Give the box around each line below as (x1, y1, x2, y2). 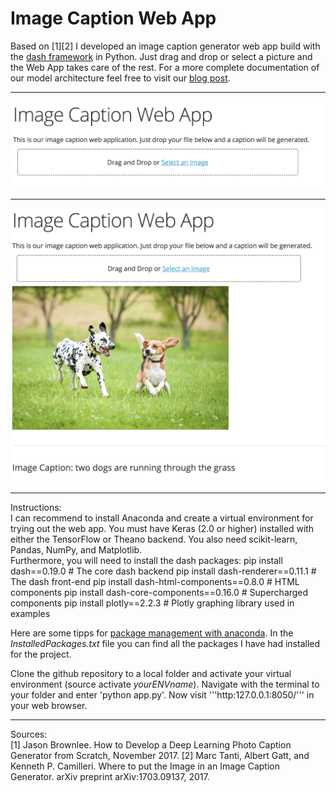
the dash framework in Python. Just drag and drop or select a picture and (10, 50, 313, 62)
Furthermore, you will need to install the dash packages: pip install (10, 554, 283, 566)
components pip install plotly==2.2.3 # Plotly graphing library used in (10, 597, 295, 609)
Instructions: (10, 501, 62, 513)
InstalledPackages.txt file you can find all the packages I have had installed (10, 637, 321, 649)
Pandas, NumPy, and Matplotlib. (10, 543, 143, 556)
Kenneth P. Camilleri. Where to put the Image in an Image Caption (10, 760, 280, 772)
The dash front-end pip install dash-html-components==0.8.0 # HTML (10, 575, 300, 587)
